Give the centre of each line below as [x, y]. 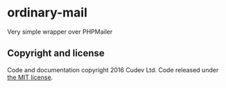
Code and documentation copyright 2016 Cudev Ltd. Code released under [113, 69]
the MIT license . [30, 77]
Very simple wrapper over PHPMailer [60, 32]
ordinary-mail [47, 13]
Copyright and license [56, 53]
